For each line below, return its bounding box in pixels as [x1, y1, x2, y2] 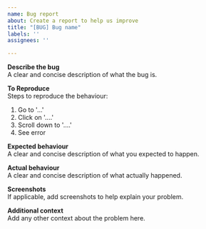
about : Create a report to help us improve [7, 17, 139, 24]
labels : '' [7, 30, 40, 38]
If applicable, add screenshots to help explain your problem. [7, 193, 184, 201]
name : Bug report [7, 10, 59, 18]
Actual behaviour [7, 163, 60, 172]
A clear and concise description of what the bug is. [7, 71, 158, 79]
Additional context [7, 206, 64, 215]
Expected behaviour [7, 142, 69, 151]
